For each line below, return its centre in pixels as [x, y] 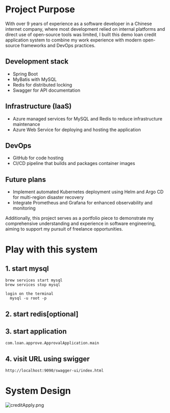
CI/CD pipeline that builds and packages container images [74, 163]
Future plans [26, 180]
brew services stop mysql [33, 285]
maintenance [26, 124]
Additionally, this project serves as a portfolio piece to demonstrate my [80, 218]
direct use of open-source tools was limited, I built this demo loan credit [81, 34]
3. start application [36, 331]
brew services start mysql [34, 280]
